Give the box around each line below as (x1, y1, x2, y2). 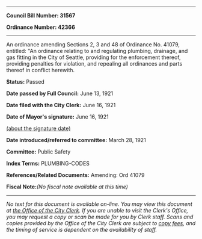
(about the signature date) (6, 125, 71, 132)
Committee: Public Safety (6, 148, 71, 155)
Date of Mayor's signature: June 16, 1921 (6, 113, 109, 120)
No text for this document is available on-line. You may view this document (6, 200, 192, 208)
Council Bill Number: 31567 (6, 12, 76, 19)
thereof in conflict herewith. (6, 67, 75, 73)
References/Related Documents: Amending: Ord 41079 (6, 172, 145, 178)
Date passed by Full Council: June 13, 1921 (6, 90, 113, 97)
